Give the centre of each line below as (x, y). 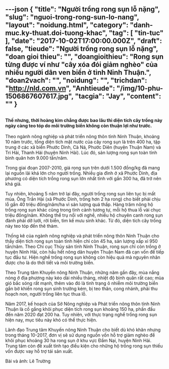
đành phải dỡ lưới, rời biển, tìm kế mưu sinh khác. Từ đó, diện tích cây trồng (83, 221)
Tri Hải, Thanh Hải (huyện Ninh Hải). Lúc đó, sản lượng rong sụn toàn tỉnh (81, 153)
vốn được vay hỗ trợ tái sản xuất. (39, 351)
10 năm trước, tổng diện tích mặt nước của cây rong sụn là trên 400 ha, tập (83, 142)
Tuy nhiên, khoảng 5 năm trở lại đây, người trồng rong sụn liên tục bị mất (80, 194)
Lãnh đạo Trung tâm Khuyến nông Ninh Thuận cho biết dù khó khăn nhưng (83, 330)
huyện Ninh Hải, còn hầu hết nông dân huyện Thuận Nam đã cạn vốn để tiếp (85, 252)
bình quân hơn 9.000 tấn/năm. (37, 158)
